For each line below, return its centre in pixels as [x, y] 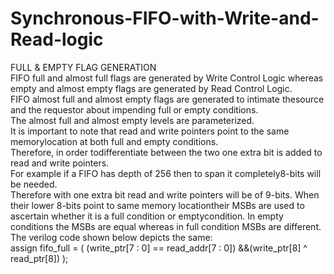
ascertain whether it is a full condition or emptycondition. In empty [147, 216]
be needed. [34, 184]
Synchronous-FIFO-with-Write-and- [165, 18]
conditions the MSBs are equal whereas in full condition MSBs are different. [166, 226]
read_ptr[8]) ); [39, 258]
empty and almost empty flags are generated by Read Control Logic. [151, 88]
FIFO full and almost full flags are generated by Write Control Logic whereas [167, 78]
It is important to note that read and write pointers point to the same [150, 131]
